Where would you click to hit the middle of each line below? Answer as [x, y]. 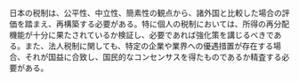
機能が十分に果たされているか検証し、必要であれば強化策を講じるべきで [141, 35]
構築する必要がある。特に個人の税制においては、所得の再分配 [177, 24]
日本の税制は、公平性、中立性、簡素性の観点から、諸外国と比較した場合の [145, 13]
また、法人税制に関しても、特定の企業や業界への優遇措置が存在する [149, 46]
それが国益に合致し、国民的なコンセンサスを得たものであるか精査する [153, 57]
